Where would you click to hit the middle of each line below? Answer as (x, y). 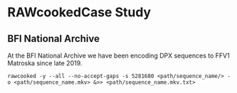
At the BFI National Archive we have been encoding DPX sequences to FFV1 (118, 55)
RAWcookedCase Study (79, 12)
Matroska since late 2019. (45, 63)
